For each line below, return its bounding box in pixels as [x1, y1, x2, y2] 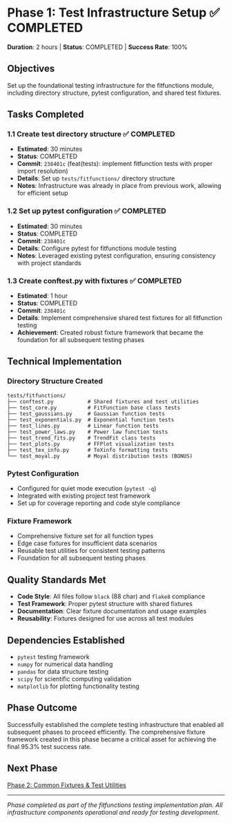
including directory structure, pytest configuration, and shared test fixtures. [7, 88, 222, 97]
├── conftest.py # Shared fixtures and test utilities [7, 398, 199, 405]
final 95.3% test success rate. [7, 742, 92, 750]
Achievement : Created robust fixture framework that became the [17, 328, 204, 337]
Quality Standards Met [7, 574, 106, 585]
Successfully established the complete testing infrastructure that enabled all [7, 720, 224, 728]
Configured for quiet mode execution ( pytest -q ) [17, 484, 157, 493]
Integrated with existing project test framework [17, 492, 151, 500]
